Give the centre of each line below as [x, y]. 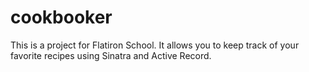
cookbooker [61, 17]
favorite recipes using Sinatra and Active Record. [111, 55]
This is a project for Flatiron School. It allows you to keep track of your [155, 45]
